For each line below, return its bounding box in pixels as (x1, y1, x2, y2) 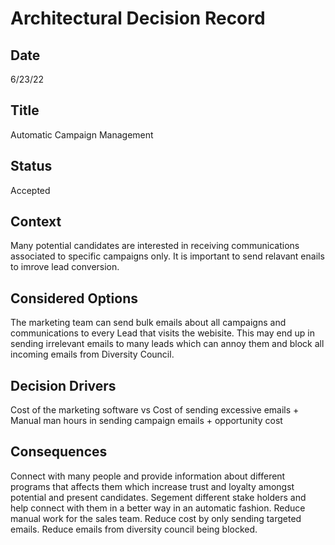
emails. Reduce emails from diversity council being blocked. (10, 523, 258, 535)
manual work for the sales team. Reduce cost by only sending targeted (10, 512, 302, 524)
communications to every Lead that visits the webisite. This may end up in (10, 327, 315, 339)
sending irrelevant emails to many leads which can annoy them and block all (10, 338, 325, 350)
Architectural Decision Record (10, 7, 266, 30)
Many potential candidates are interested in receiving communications (10, 240, 300, 252)
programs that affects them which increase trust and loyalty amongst (10, 480, 295, 492)
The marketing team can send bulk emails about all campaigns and (10, 317, 287, 329)
